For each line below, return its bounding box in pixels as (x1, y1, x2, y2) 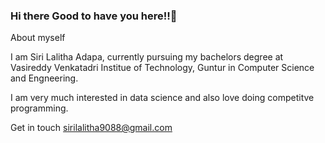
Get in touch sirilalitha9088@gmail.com (10, 122, 173, 134)
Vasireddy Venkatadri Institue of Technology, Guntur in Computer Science (10, 62, 315, 74)
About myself (10, 32, 66, 44)
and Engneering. (10, 72, 79, 84)
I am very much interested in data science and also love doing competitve (10, 92, 315, 104)
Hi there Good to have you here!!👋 (10, 9, 178, 23)
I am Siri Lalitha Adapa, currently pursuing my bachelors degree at (10, 51, 284, 63)
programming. (10, 102, 69, 114)
